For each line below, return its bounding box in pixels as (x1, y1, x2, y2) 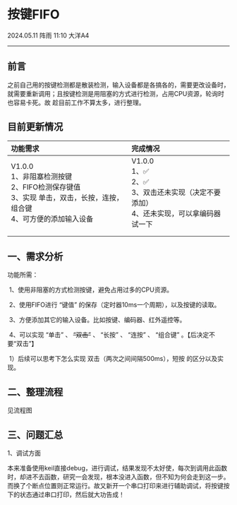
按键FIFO (7, 6, 60, 23)
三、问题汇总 (7, 429, 63, 441)
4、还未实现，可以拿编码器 (131, 208, 221, 218)
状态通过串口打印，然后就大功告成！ (19, 490, 125, 499)
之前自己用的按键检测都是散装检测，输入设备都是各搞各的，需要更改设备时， (7, 81, 230, 89)
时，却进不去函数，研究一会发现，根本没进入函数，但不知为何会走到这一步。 (7, 473, 230, 481)
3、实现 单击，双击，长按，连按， (11, 192, 123, 202)
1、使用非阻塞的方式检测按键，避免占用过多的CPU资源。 (8, 285, 174, 294)
